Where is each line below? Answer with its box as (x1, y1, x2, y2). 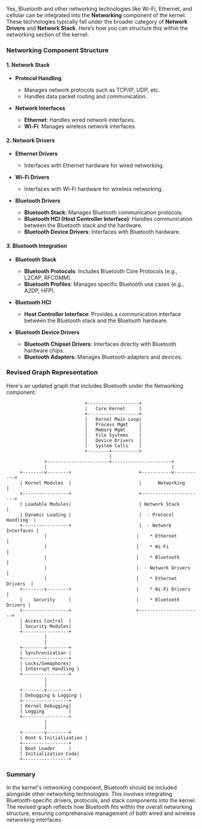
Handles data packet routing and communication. (24, 93, 147, 100)
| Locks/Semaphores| (19, 660, 71, 666)
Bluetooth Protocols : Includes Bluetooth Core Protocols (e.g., (24, 267, 178, 275)
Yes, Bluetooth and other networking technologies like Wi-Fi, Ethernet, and (6, 5, 192, 12)
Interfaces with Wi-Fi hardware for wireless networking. (24, 185, 163, 193)
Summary (6, 770, 36, 779)
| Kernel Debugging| (19, 703, 71, 709)
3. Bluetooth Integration (6, 242, 68, 249)
